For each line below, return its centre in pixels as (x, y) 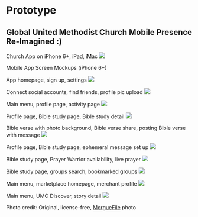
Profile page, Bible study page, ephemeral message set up (77, 147)
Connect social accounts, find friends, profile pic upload (74, 92)
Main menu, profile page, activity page (53, 104)
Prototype (31, 10)
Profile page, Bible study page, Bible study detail (65, 116)
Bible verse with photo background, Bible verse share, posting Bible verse (96, 128)
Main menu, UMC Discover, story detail (54, 196)
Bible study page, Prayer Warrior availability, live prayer (74, 159)
